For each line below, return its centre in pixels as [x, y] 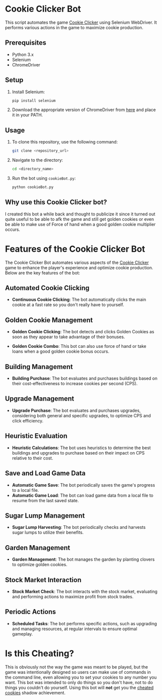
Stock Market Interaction [43, 580]
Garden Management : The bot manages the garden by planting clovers [83, 559]
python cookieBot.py [33, 187]
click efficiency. [28, 421]
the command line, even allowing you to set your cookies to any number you [81, 677]
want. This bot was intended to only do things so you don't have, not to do [79, 682]
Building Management [39, 366]
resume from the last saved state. [45, 500]
